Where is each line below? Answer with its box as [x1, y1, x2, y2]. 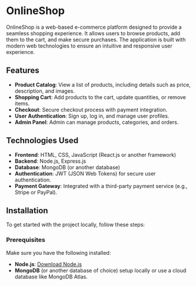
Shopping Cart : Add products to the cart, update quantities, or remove [14, 93, 187, 100]
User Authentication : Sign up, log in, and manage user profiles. [14, 112, 170, 119]
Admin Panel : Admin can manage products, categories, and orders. [14, 119, 179, 126]
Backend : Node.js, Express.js [14, 157, 87, 164]
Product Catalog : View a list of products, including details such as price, [14, 81, 191, 88]
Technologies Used [6, 136, 78, 146]
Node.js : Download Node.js [14, 260, 82, 268]
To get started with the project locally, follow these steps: [6, 221, 145, 228]
